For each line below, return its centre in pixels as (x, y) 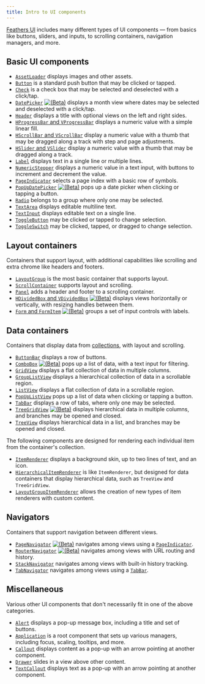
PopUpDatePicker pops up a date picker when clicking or (97, 187)
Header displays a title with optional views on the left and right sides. (101, 116)
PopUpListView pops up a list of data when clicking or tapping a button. (104, 397)
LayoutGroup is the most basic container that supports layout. (92, 279)
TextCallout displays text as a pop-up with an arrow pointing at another (106, 668)
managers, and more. (33, 42)
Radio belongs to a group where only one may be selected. (89, 200)
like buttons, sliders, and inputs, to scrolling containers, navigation (90, 36)
